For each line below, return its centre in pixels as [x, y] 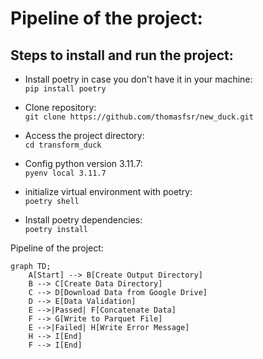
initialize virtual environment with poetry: [108, 191]
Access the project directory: [84, 135]
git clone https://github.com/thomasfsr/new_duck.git [139, 117]
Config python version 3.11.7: [83, 163]
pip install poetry [65, 89]
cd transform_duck [63, 145]
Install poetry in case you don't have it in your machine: [138, 79]
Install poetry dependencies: [83, 220]
